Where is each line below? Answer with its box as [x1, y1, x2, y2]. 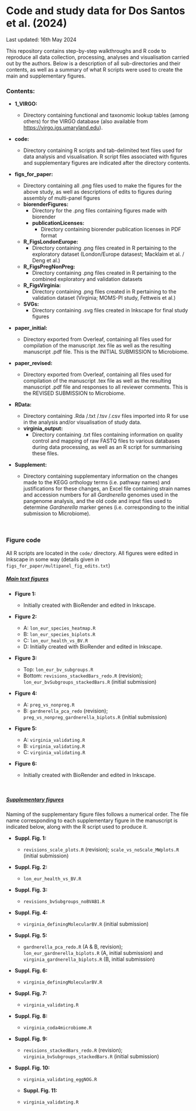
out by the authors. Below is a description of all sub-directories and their [6, 60, 181, 67]
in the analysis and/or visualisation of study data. [23, 418, 142, 426]
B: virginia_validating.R [23, 742, 85, 749]
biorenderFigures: [23, 201, 69, 208]
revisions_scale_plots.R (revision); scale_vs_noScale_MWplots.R [23, 846, 180, 853]
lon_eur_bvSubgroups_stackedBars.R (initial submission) [23, 678, 157, 685]
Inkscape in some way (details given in [6, 556, 99, 563]
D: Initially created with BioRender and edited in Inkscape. [23, 643, 163, 650]
